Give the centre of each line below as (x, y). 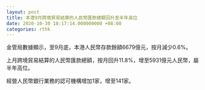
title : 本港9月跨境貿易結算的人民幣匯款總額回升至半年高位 (72, 18)
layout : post (23, 12)
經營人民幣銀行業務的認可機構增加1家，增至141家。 (70, 81)
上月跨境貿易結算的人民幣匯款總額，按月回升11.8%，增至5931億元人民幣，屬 (102, 60)
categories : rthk (28, 29)
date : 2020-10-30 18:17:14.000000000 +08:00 (64, 23)
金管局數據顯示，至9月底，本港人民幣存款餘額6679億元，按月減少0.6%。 (99, 47)
